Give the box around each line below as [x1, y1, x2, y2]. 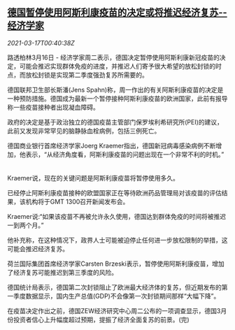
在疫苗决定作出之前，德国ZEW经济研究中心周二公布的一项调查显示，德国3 [7, 306, 221, 315]
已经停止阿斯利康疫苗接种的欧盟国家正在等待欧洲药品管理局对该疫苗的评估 [7, 188, 222, 197]
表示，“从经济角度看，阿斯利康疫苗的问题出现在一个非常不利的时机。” [25, 150, 225, 159]
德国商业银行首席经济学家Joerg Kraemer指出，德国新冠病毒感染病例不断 [7, 141, 216, 150]
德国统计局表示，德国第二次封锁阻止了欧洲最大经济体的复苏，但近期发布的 [7, 282, 222, 292]
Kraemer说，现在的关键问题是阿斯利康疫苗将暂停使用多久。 [7, 173, 180, 182]
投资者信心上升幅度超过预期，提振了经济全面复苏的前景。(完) [13, 315, 190, 324]
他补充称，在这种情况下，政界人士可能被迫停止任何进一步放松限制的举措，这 [7, 236, 228, 244]
